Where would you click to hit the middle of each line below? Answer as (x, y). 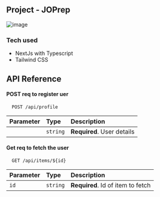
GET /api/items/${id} (39, 160)
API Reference (34, 79)
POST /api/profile (35, 107)
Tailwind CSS (32, 60)
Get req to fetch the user (38, 148)
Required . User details (103, 131)
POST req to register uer (37, 94)
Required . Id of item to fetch (111, 185)
